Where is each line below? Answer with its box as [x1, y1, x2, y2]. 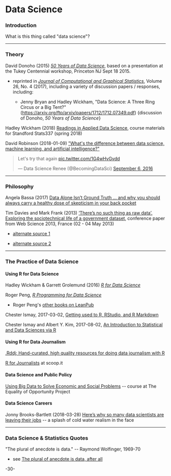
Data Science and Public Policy [5, 372, 72, 377]
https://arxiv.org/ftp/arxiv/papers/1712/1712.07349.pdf [22, 109, 135, 115]
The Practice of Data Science [5, 258, 79, 265]
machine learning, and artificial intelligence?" [5, 146, 100, 152]
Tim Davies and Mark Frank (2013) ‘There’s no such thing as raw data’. [5, 210, 153, 216]
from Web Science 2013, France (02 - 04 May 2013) [5, 221, 115, 227]
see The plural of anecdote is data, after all [12, 456, 103, 462]
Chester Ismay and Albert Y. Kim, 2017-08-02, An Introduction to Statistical [5, 322, 163, 328]
